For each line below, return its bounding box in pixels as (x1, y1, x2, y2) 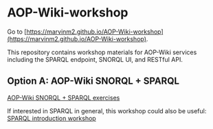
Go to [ (7, 27, 27, 36)
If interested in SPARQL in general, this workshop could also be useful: (7, 106, 207, 115)
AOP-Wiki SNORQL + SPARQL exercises (7, 93, 120, 102)
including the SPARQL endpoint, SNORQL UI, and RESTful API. (7, 55, 183, 63)
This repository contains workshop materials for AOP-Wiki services (7, 48, 197, 56)
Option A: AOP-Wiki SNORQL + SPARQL (7, 75, 180, 87)
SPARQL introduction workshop (7, 114, 96, 122)
